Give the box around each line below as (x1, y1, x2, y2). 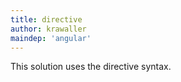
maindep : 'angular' (10, 33, 92, 43)
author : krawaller (10, 24, 87, 34)
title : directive (10, 14, 83, 25)
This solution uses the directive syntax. (10, 61, 172, 73)
